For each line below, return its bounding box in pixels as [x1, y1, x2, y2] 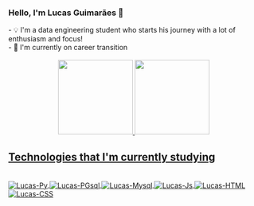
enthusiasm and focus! [8, 34, 84, 44]
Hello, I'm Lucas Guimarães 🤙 [8, 7, 124, 18]
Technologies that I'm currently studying [8, 150, 216, 164]
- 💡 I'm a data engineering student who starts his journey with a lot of [8, 25, 236, 35]
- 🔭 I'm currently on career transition [8, 43, 128, 52]
